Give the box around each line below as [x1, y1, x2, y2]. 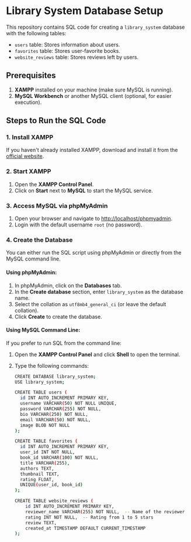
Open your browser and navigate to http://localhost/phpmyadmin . [14, 215, 173, 222]
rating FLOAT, [20, 476, 54, 482]
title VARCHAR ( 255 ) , [20, 460, 70, 466]
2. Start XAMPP [6, 167, 51, 175]
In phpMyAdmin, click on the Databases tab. [14, 282, 122, 289]
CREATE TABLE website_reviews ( [14, 498, 93, 504]
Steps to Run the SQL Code [6, 116, 106, 126]
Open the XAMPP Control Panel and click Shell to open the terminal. [14, 351, 180, 358]
